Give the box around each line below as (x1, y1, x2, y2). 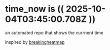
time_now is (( (5, 3, 64, 15)
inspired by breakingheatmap (5, 39, 65, 45)
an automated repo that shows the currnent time (5, 30, 104, 35)
